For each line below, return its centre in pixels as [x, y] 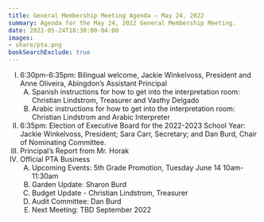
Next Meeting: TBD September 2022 [91, 210]
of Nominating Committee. [63, 142]
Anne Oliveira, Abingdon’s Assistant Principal [93, 83]
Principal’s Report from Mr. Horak [74, 151]
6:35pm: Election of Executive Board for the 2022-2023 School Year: [132, 125]
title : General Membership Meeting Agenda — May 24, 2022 [106, 15]
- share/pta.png [35, 45]
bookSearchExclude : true [49, 52]
